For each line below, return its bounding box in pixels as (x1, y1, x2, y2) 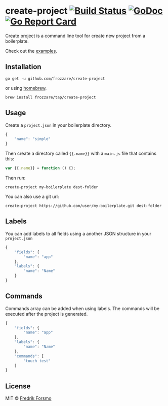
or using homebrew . (5, 85, 47, 91)
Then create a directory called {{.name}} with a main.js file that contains (5, 150, 157, 157)
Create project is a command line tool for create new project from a (5, 32, 146, 39)
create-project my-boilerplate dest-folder (5, 185, 99, 190)
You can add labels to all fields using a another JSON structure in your (5, 230, 152, 236)
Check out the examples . (5, 48, 57, 54)
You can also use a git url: (5, 193, 59, 200)
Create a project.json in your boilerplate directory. (5, 122, 112, 128)
